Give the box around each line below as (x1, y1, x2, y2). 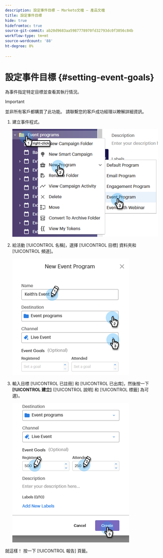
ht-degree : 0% (5, 44, 34, 49)
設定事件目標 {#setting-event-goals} (5, 72, 154, 83)
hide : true (5, 18, 27, 23)
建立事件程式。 (12, 119, 42, 125)
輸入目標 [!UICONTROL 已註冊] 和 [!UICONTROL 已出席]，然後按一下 (12, 380, 149, 386)
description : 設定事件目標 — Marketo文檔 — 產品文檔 (5, 8, 105, 13)
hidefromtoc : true (5, 23, 42, 28)
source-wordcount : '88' (5, 39, 53, 44)
